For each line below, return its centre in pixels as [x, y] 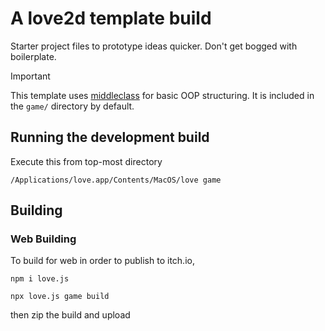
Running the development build [110, 137]
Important [30, 76]
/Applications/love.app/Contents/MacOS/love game [116, 180]
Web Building [43, 239]
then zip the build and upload [70, 315]
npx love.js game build [60, 297]
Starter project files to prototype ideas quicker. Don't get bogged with [154, 46]
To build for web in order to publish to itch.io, [102, 261]
